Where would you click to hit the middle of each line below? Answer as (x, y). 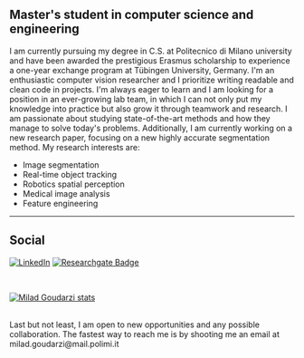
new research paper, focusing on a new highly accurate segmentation (139, 137)
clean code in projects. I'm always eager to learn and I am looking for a (142, 89)
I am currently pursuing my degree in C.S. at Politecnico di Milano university (151, 51)
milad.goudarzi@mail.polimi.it (64, 343)
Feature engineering (60, 203)
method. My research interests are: (75, 147)
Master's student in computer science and (132, 15)
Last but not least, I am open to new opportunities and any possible (135, 324)
